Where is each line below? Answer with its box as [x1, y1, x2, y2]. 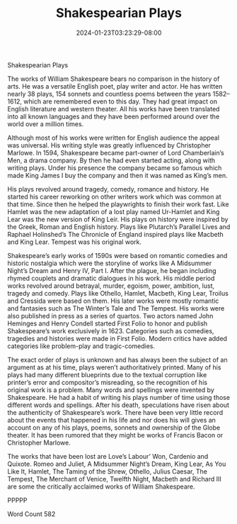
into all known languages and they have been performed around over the [7, 112, 220, 121]
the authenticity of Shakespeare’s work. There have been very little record [7, 408, 224, 416]
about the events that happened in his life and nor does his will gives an [7, 416, 216, 424]
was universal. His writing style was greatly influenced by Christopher [7, 140, 211, 150]
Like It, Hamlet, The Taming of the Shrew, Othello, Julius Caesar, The [7, 467, 207, 476]
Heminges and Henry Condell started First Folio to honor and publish [7, 319, 208, 328]
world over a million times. [7, 119, 84, 128]
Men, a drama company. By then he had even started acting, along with [7, 156, 216, 165]
